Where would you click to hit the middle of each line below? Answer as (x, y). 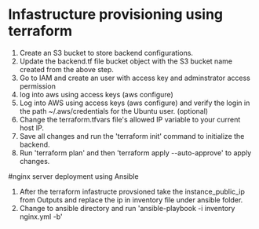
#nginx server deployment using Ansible (73, 176)
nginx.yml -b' (41, 216)
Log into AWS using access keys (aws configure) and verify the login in (135, 103)
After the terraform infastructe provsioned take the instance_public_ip (132, 191)
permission (38, 86)
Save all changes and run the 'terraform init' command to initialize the (132, 136)
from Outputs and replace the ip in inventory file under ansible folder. (131, 200)
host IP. (32, 128)
